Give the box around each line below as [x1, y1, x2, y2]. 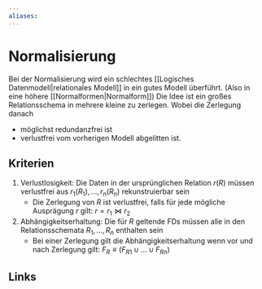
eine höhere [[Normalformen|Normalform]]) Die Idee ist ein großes [8, 91, 232, 101]
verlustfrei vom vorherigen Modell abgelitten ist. [20, 133, 181, 142]
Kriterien [8, 156, 55, 170]
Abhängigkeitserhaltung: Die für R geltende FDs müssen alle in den [20, 217, 246, 226]
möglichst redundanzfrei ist [20, 124, 112, 134]
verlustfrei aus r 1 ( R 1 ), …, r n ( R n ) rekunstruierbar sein [20, 186, 190, 199]
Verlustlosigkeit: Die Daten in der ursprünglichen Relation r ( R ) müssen [20, 178, 255, 188]
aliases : [8, 11, 38, 20]
